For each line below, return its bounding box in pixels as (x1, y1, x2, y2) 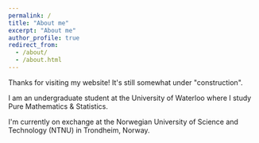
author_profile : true (8, 33, 80, 42)
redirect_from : (8, 41, 59, 49)
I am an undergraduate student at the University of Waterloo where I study (8, 93, 252, 102)
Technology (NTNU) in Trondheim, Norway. (8, 125, 150, 135)
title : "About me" (8, 19, 69, 27)
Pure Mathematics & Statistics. (8, 101, 109, 111)
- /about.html (15, 56, 62, 64)
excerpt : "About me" (8, 26, 77, 34)
